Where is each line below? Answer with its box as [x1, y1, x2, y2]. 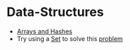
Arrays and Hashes [16, 27, 73, 35]
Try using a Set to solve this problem [16, 34, 124, 42]
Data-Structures [6, 4, 104, 20]
